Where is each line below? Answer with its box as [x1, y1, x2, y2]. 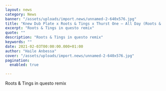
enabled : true [9, 62, 39, 67]
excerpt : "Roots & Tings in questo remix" [5, 26, 94, 31]
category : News [5, 12, 37, 17]
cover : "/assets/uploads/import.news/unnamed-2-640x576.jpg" [5, 53, 135, 58]
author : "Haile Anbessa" [5, 48, 57, 53]
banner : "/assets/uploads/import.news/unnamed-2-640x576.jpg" [5, 16, 137, 21]
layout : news [5, 7, 32, 12]
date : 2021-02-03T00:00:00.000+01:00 [5, 44, 83, 49]
